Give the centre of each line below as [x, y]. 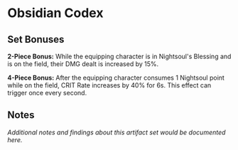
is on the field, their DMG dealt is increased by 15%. [83, 64]
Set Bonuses [36, 39]
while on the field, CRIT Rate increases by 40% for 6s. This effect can [109, 85]
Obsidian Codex [55, 13]
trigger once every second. [47, 93]
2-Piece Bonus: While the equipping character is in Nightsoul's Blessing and [119, 56]
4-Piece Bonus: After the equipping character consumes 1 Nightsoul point [116, 77]
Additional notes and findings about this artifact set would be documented [117, 132]
